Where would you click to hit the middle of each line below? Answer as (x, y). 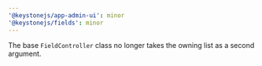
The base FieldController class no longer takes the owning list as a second (131, 45)
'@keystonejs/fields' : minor (56, 23)
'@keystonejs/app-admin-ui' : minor (66, 15)
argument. (25, 53)
